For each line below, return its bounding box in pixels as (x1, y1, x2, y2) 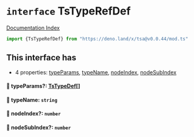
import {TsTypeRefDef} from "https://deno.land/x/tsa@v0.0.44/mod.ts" (6, 36, 189, 42)
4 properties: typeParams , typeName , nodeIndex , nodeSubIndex (15, 68, 177, 76)
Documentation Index (6, 24, 60, 31)
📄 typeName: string (6, 96, 58, 103)
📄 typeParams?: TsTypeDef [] (6, 83, 81, 90)
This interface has (6, 53, 77, 63)
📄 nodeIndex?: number (6, 110, 61, 117)
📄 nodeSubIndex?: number (6, 124, 72, 131)
